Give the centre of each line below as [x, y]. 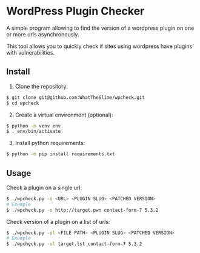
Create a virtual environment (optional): [64, 115]
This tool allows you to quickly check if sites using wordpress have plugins [99, 46]
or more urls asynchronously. [43, 34]
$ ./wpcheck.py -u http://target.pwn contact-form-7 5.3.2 [82, 210]
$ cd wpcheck [23, 103]
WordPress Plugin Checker [75, 11]
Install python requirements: [50, 143]
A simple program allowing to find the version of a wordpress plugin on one [100, 28]
